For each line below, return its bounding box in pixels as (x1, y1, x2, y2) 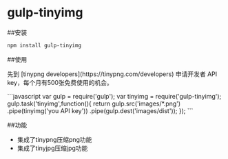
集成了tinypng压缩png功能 (17, 135, 92, 143)
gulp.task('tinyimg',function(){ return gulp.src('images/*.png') (7, 99, 181, 108)
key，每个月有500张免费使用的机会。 (7, 78, 114, 86)
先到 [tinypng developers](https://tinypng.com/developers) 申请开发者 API (7, 70, 218, 78)
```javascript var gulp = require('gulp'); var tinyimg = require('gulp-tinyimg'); (7, 92, 222, 100)
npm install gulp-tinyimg (7, 42, 81, 49)
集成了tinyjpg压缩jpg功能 (17, 144, 88, 152)
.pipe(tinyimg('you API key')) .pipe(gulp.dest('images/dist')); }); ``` (7, 106, 194, 114)
